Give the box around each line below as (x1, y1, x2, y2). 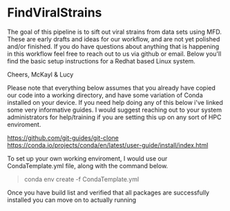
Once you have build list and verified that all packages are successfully (7, 188, 209, 197)
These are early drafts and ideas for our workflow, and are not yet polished (7, 34, 220, 43)
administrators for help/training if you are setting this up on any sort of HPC (7, 112, 222, 121)
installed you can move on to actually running (7, 195, 137, 204)
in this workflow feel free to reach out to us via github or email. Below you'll (7, 50, 222, 58)
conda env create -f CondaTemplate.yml (23, 174, 140, 183)
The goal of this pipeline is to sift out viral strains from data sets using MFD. (7, 28, 222, 36)
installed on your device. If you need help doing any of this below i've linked (7, 98, 223, 106)
